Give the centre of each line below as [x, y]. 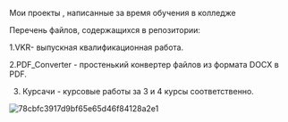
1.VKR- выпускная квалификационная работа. [97, 47]
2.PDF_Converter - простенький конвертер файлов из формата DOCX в [144, 65]
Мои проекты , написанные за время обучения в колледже [123, 13]
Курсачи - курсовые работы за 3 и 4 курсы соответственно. [138, 91]
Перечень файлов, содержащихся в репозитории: [105, 30]
